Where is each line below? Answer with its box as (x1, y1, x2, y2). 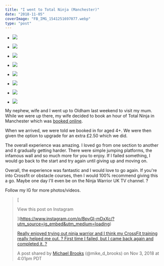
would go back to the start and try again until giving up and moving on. (5, 158, 148, 164)
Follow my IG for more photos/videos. (5, 187, 81, 193)
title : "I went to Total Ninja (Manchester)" (5, 7, 99, 12)
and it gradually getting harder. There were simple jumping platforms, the (5, 147, 153, 153)
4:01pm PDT (17, 256, 42, 262)
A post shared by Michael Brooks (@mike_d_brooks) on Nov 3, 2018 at (17, 250, 159, 256)
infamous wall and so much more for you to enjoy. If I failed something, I (5, 153, 151, 159)
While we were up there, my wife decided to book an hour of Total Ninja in (5, 113, 155, 119)
